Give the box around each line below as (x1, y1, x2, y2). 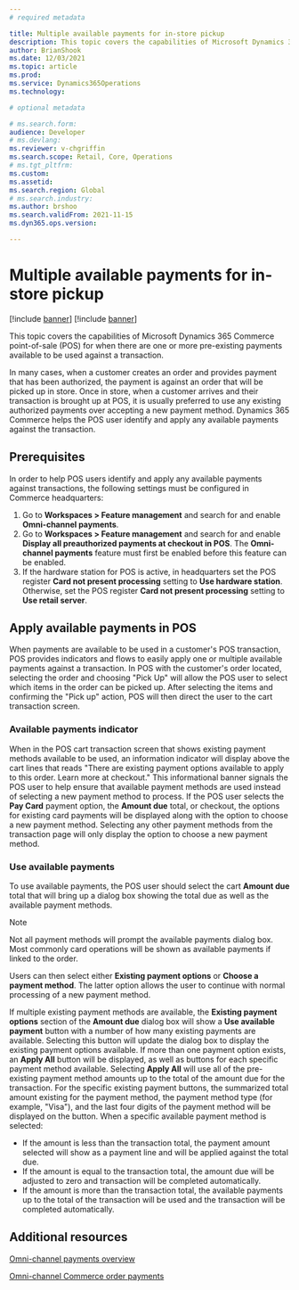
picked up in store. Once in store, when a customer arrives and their (9, 385, 259, 397)
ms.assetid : (9, 177, 53, 186)
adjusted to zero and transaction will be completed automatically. (21, 1176, 262, 1187)
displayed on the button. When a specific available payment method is (9, 1111, 267, 1122)
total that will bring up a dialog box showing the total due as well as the (9, 891, 270, 901)
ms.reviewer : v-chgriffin (9, 144, 105, 153)
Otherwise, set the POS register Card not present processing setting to (21, 585, 285, 596)
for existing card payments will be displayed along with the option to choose (9, 809, 289, 820)
